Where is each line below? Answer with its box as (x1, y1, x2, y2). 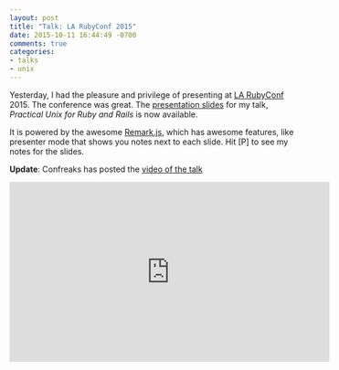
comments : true (9, 38, 68, 48)
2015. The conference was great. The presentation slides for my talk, (9, 99, 269, 110)
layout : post (9, 13, 59, 23)
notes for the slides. (9, 145, 85, 156)
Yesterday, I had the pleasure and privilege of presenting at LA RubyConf (9, 89, 285, 100)
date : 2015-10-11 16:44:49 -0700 (9, 30, 137, 39)
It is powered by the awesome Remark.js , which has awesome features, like (9, 126, 294, 137)
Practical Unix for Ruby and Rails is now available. (9, 109, 198, 120)
